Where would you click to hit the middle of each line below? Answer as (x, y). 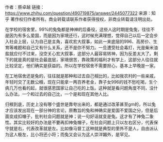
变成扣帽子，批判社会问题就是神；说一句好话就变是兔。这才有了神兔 (77, 116)
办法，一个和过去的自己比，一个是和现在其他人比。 (60, 94)
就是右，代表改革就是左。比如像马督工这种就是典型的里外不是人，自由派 (81, 128)
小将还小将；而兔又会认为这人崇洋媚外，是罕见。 (83, 135)
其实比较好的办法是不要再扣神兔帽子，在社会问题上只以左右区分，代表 (83, 122)
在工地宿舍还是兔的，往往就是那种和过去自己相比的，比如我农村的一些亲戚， (81, 76)
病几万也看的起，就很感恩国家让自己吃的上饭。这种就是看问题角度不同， (77, 88)
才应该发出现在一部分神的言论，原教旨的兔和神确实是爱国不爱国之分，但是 (79, 110)
